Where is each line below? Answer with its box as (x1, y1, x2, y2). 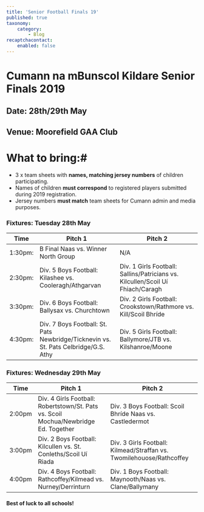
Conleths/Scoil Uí (38, 450, 87, 458)
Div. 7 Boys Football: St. (39, 320, 107, 328)
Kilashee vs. (39, 274, 74, 282)
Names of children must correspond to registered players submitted (15, 184, 187, 192)
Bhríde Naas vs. (110, 410, 155, 418)
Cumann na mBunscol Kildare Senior (6, 69, 195, 83)
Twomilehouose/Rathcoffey (110, 454, 189, 462)
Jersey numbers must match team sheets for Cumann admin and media (15, 197, 196, 204)
